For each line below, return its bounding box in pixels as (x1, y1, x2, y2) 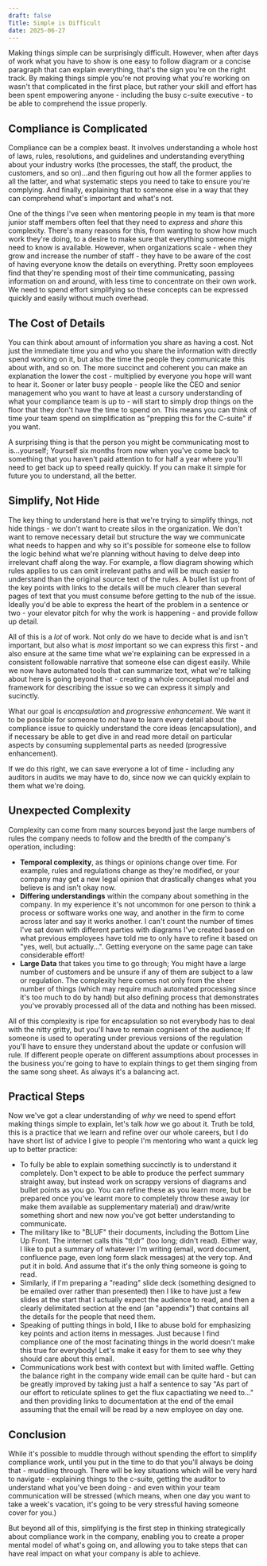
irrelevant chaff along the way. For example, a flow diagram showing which (8, 557, 253, 566)
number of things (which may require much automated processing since (19, 984, 257, 993)
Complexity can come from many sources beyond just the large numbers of (8, 825, 256, 834)
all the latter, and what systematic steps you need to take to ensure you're (8, 176, 250, 187)
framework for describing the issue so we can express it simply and (8, 682, 230, 692)
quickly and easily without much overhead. (8, 293, 149, 303)
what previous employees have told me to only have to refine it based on (19, 933, 258, 942)
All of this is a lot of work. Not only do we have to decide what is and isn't (8, 632, 249, 641)
